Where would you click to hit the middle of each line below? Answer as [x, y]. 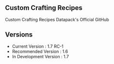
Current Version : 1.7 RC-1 [38, 46]
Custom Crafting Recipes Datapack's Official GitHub [57, 19]
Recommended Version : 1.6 [40, 51]
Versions [19, 35]
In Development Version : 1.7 [41, 56]
